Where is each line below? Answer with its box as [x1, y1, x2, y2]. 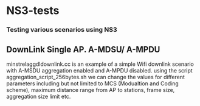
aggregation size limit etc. [6, 93, 71, 100]
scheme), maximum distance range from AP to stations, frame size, [6, 86, 175, 93]
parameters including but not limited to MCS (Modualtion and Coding [6, 80, 179, 87]
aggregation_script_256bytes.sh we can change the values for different [6, 73, 185, 80]
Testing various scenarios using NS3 [6, 26, 117, 34]
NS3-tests [6, 4, 60, 18]
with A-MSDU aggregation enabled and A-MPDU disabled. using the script [6, 66, 193, 74]
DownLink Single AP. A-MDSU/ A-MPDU [6, 44, 160, 55]
